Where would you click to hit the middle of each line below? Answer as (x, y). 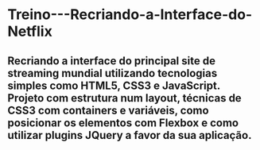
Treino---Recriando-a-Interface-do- (130, 15)
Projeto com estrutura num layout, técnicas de (124, 98)
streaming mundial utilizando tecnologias (113, 73)
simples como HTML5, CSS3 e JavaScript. (114, 85)
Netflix (30, 31)
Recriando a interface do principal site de (112, 61)
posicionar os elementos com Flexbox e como (123, 123)
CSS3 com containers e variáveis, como (108, 110)
